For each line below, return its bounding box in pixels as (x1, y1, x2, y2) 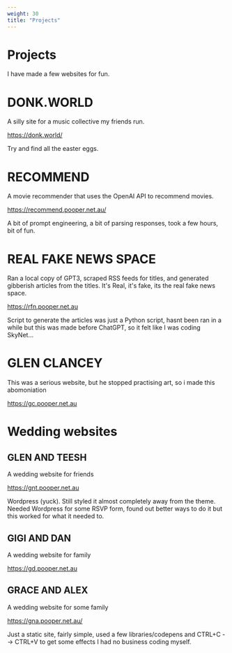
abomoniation (7, 386, 47, 395)
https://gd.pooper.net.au (7, 564, 78, 573)
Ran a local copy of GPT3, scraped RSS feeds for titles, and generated (7, 274, 209, 283)
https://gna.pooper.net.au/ (7, 616, 83, 625)
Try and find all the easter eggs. (7, 145, 99, 153)
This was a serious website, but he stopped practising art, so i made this (7, 379, 215, 387)
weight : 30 (7, 10, 39, 17)
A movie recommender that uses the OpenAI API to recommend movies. (7, 192, 214, 200)
